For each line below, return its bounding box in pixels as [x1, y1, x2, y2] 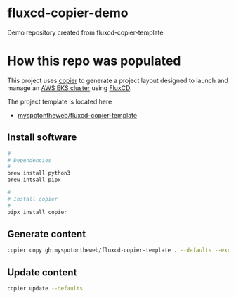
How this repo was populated [7, 53, 181, 69]
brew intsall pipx [7, 176, 61, 184]
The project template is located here [7, 97, 112, 106]
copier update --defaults [7, 285, 83, 292]
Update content [7, 266, 77, 278]
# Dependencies [7, 156, 52, 163]
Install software [7, 132, 77, 144]
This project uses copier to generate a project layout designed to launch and [7, 76, 228, 85]
